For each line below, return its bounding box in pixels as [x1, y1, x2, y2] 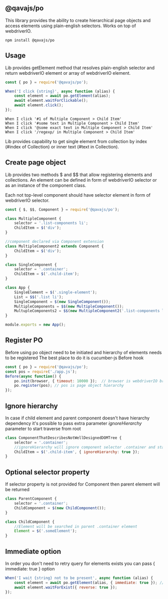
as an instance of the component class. [5, 182, 86, 188]
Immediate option [5, 547, 61, 556]
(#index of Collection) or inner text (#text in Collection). [5, 143, 119, 149]
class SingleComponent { [5, 262, 57, 267]
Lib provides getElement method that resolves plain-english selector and [5, 65, 155, 71]
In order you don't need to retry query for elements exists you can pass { [5, 560, 155, 566]
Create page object [5, 158, 66, 167]
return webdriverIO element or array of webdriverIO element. [5, 70, 131, 76]
